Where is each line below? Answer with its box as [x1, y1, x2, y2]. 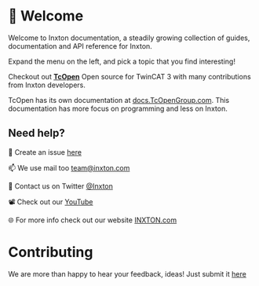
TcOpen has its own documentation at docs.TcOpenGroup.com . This [8, 95, 230, 104]
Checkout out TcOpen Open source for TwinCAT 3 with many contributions [8, 71, 251, 81]
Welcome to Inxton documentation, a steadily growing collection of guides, [8, 33, 250, 42]
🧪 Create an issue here [8, 147, 82, 156]
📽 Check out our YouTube [8, 196, 93, 207]
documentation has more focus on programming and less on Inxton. [8, 104, 228, 113]
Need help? [8, 126, 65, 140]
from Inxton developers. [8, 80, 86, 90]
